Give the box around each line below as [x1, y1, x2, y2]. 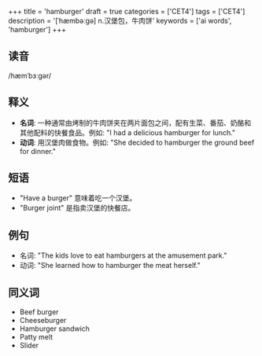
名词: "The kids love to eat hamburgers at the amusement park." [19, 251, 227, 260]
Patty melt [19, 332, 54, 342]
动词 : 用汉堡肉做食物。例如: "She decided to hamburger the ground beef [19, 138, 255, 147]
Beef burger [19, 307, 59, 317]
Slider [19, 341, 39, 350]
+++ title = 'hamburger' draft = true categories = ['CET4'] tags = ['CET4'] [8, 7, 245, 16]
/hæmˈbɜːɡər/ [8, 71, 52, 80]
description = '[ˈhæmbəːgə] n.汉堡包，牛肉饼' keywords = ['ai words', [8, 16, 232, 25]
